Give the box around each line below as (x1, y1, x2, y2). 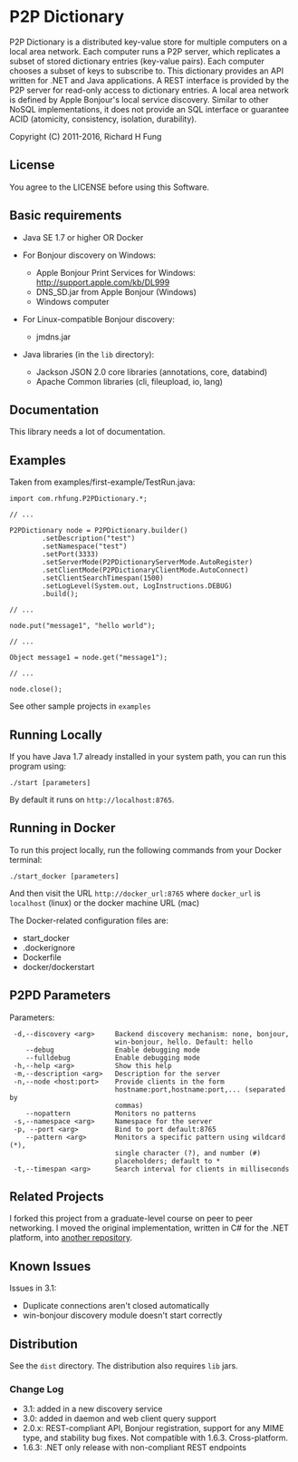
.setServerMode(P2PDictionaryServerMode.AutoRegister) (42, 558, 254, 567)
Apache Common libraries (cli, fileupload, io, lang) (35, 376, 224, 387)
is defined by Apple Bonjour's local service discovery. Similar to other (9, 93, 269, 105)
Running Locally (9, 727, 102, 742)
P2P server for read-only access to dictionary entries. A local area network (9, 84, 290, 95)
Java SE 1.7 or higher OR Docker (22, 231, 144, 242)
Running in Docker (9, 820, 116, 836)
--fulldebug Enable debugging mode (25, 1053, 201, 1063)
